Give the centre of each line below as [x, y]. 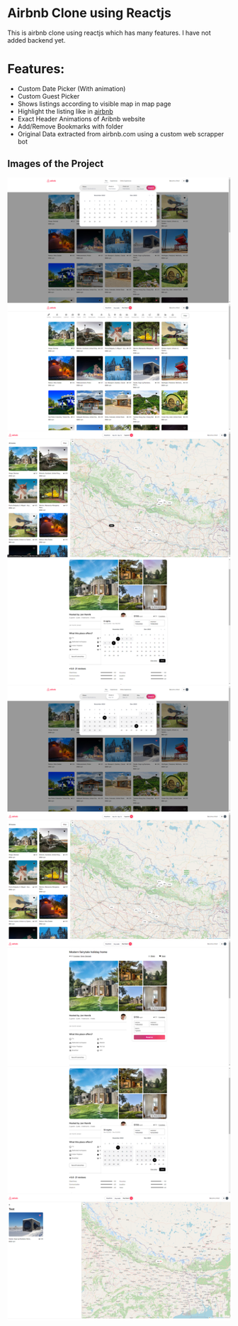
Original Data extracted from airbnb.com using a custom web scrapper [121, 134]
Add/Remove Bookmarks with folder [70, 126]
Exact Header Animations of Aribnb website [81, 119]
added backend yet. [36, 40]
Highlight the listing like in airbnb [65, 111]
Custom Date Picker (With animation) [72, 88]
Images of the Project [56, 164]
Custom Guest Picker [49, 96]
